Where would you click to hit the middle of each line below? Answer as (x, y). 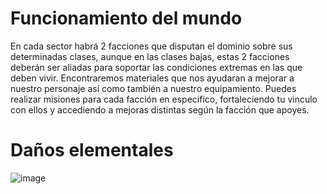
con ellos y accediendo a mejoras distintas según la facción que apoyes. (160, 109)
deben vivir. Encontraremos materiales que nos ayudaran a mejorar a (152, 78)
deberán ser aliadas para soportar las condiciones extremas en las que (156, 67)
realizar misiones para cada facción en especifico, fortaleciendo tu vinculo (164, 99)
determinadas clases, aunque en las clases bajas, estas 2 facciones (150, 56)
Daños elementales (92, 150)
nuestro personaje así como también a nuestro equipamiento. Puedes (153, 88)
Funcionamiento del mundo (126, 18)
